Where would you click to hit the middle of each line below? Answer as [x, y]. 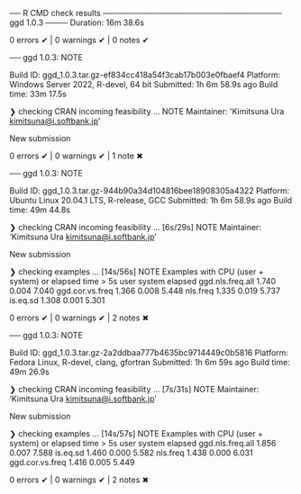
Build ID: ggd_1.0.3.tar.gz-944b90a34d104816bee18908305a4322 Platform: [150, 191]
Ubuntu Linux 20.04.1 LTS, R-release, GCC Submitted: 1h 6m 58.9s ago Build [151, 200]
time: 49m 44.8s [40, 210]
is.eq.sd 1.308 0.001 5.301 [57, 300]
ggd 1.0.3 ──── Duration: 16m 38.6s [77, 22]
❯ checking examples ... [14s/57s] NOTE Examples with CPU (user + [136, 434]
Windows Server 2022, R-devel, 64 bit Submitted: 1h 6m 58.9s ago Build [144, 84]
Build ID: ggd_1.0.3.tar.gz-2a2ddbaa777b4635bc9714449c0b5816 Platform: [149, 353]
